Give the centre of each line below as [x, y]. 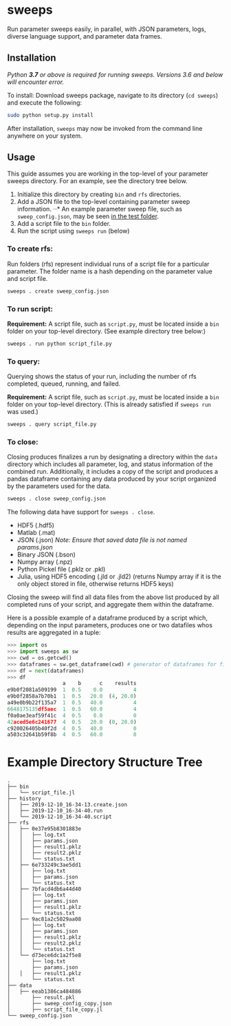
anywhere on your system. [45, 136]
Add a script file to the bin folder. [64, 224]
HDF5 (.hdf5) [36, 525]
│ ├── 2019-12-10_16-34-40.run [55, 811]
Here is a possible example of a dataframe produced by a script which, [108, 618]
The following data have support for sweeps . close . [81, 512]
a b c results [99, 684]
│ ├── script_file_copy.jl [55, 1010]
